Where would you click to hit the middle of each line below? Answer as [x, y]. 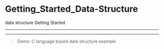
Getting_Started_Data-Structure [72, 9]
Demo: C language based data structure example [66, 41]
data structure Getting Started [35, 23]
